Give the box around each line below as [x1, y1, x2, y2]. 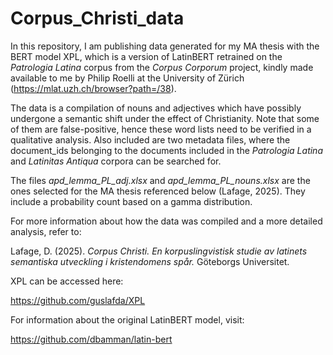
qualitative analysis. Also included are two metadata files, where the [10, 133, 291, 146]
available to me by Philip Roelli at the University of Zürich [10, 72, 245, 84]
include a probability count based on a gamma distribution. [10, 195, 253, 207]
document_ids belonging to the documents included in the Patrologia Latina [10, 144, 323, 156]
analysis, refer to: [10, 225, 82, 237]
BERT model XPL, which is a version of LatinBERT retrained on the [10, 50, 283, 62]
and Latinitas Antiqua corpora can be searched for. [10, 155, 222, 167]
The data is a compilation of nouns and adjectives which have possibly [10, 102, 302, 114]
